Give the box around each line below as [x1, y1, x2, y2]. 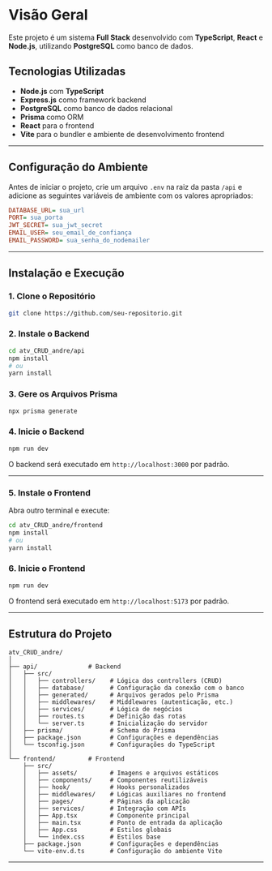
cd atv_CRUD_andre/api [8, 346, 85, 354]
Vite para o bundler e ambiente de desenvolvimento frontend [19, 129, 225, 139]
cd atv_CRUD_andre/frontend [8, 521, 104, 529]
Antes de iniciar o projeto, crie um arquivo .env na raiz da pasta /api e [8, 182, 243, 191]
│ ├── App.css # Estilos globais [23, 826, 172, 835]
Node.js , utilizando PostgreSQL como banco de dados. [8, 41, 193, 50]
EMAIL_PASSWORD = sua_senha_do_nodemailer [8, 237, 151, 245]
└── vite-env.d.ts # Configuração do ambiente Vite [23, 847, 223, 856]
